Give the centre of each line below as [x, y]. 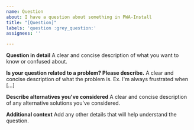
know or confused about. [37, 62]
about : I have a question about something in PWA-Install [79, 17]
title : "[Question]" [32, 22]
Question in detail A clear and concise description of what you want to [93, 55]
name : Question [25, 11]
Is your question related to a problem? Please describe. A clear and [90, 73]
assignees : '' [24, 34]
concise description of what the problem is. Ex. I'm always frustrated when [97, 79]
